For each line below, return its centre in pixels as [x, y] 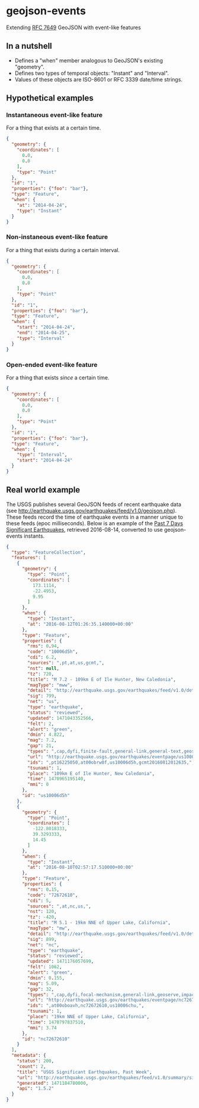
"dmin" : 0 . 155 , [46, 978]
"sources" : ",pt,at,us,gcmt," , [66, 663]
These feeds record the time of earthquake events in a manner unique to [95, 517]
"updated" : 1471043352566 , [61, 718]
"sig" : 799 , [42, 696]
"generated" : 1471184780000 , [53, 1083]
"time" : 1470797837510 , [57, 1022]
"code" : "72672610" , [53, 895]
